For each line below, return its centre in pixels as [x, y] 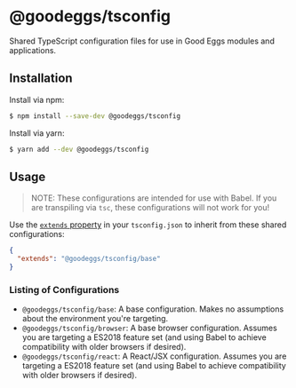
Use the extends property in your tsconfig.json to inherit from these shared [148, 225]
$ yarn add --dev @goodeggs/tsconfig [79, 149]
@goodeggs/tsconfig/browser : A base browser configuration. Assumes [149, 328]
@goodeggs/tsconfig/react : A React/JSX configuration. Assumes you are [154, 356]
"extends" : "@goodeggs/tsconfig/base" [89, 259]
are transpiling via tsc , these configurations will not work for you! [150, 208]
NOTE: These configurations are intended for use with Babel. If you [154, 198]
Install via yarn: [37, 133]
